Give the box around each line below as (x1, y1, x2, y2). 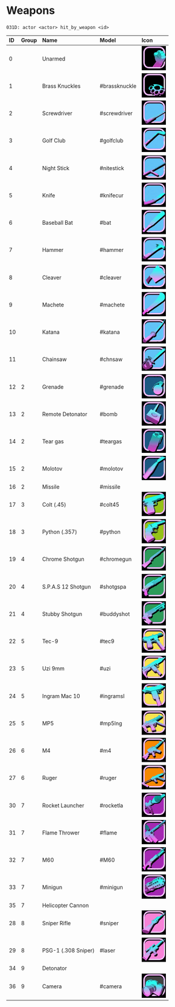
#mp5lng (99, 719, 122, 727)
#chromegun (99, 555, 132, 563)
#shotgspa (99, 583, 127, 590)
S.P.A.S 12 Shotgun (42, 583, 91, 590)
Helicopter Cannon (42, 902, 89, 909)
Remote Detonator (42, 410, 87, 418)
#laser (99, 947, 116, 954)
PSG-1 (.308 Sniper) (42, 947, 95, 954)
